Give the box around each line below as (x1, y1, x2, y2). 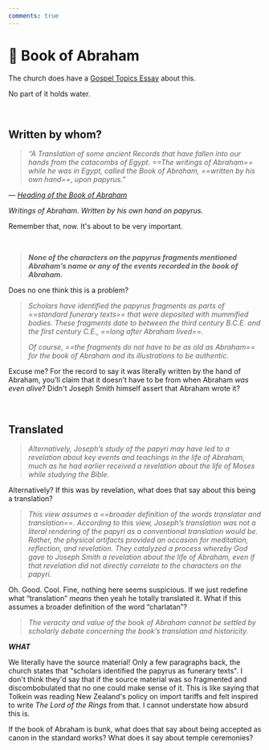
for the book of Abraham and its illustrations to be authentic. (27, 351, 229, 361)
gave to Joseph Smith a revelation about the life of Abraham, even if (27, 553, 255, 562)
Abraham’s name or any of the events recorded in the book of (27, 261, 238, 271)
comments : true (8, 11, 59, 20)
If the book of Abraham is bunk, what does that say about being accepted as (8, 724, 262, 734)
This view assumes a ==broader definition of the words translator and (27, 509, 262, 520)
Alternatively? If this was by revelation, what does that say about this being (8, 485, 256, 495)
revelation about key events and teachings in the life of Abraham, (27, 453, 245, 462)
